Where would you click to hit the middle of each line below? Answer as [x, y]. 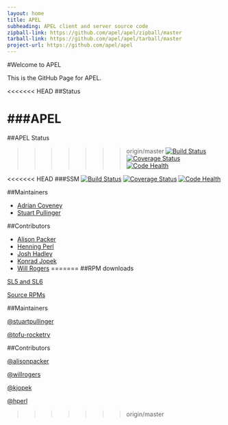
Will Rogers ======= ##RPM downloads [75, 268]
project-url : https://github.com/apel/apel [70, 45]
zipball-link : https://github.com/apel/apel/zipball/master [95, 33]
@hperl [17, 400]
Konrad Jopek [37, 261]
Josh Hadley [35, 253]
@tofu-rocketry [29, 334]
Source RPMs [26, 294]
